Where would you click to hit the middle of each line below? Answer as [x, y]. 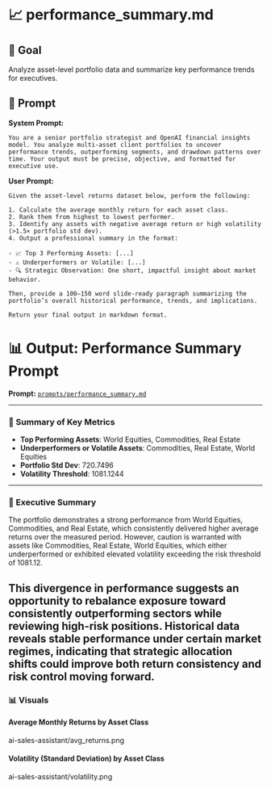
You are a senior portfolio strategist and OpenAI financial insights [129, 137]
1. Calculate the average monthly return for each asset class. [119, 210]
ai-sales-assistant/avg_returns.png [67, 740]
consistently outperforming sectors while [115, 613]
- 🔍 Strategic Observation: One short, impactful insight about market [132, 271]
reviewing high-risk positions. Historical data [124, 626]
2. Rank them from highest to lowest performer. [92, 217]
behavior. [25, 279]
